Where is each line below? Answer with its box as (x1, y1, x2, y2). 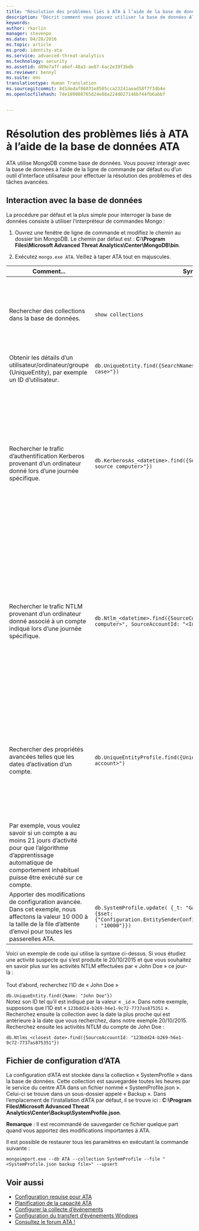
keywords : (6, 20, 31, 25)
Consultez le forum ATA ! (14, 1219, 76, 1226)
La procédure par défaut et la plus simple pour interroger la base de (6, 211, 172, 218)
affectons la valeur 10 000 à (9, 912, 88, 921)
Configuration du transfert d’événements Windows (14, 1212, 138, 1219)
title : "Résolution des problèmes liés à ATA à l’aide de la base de (6, 8, 182, 15)
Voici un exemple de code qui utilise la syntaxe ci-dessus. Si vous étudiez (6, 950, 186, 957)
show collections (94, 311, 144, 318)
